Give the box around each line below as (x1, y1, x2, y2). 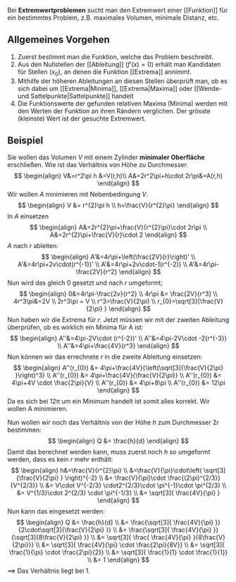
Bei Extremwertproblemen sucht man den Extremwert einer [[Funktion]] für (7, 6, 228, 14)
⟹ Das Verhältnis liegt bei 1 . (7, 566, 90, 575)
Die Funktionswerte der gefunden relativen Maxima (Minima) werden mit (17, 99, 228, 108)
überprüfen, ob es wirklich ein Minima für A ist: (7, 323, 144, 332)
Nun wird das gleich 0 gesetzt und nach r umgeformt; (7, 278, 163, 287)
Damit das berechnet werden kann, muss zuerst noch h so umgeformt (7, 447, 211, 457)
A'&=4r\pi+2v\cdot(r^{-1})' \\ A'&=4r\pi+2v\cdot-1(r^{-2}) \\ (17, 260, 188, 268)
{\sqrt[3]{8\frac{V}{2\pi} (11, 533, 83, 542)
